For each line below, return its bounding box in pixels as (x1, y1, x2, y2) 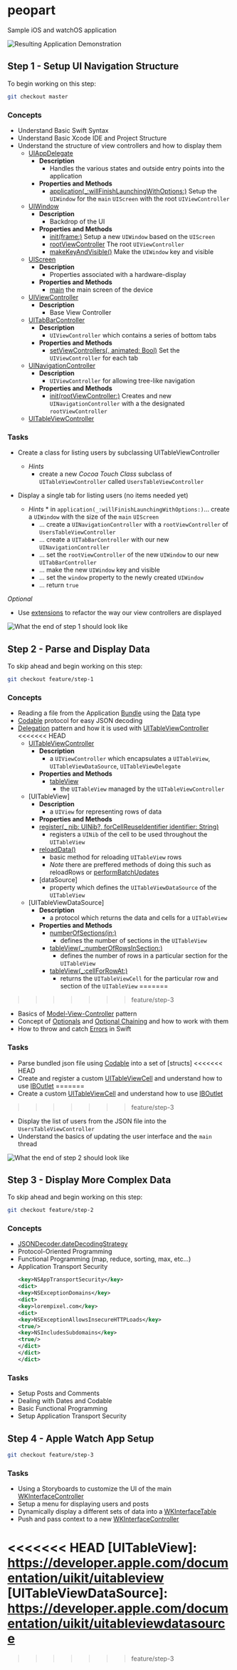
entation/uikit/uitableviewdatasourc (7, 1616, 226, 1632)
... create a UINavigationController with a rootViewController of (38, 520, 229, 529)
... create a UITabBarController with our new (38, 535, 169, 544)
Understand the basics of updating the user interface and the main (17, 1132, 212, 1140)
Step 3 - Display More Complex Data (7, 1173, 172, 1186)
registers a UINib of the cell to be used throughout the (49, 830, 208, 839)
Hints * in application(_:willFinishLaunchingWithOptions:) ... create (28, 505, 230, 514)
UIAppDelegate (28, 148, 73, 157)
